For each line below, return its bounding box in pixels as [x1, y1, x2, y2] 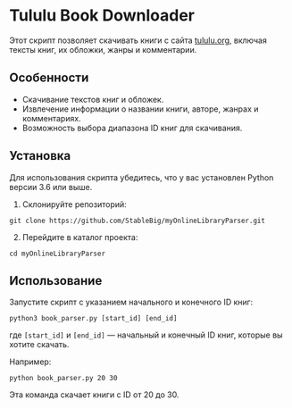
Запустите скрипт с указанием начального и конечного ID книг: [9, 296, 253, 308]
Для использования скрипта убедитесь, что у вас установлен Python [9, 171, 274, 183]
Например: [9, 356, 52, 367]
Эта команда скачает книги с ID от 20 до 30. [9, 389, 179, 400]
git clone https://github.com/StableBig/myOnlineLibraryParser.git [9, 216, 266, 225]
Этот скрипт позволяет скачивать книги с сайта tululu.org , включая [9, 35, 268, 46]
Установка [9, 148, 71, 163]
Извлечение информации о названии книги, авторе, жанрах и [21, 104, 259, 114]
